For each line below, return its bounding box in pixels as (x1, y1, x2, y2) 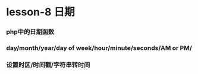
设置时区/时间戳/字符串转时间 (6, 60, 90, 69)
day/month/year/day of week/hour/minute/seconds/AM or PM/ (6, 44, 192, 52)
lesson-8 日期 (6, 5, 76, 19)
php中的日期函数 (6, 28, 55, 36)
